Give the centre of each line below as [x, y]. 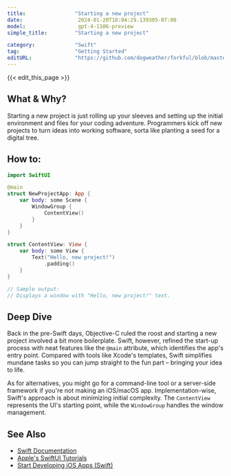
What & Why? [37, 99]
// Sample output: [33, 289]
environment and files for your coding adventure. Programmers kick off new [114, 123]
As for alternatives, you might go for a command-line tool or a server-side [112, 383]
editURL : [20, 58]
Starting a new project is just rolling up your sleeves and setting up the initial [115, 116]
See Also [26, 434]
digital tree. [23, 138]
